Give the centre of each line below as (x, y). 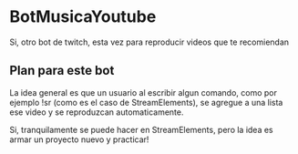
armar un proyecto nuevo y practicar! (79, 139)
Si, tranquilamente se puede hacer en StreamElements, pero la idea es (141, 129)
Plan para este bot (62, 71)
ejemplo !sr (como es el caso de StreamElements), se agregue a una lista (146, 102)
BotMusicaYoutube (83, 17)
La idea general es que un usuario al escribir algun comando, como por (144, 92)
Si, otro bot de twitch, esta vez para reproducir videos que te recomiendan (149, 42)
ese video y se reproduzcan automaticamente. (97, 112)
